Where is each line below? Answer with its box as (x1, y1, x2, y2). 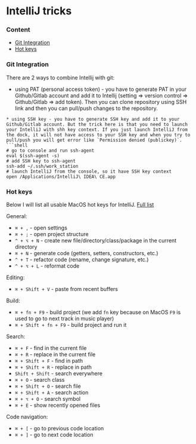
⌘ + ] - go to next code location (14, 431, 94, 439)
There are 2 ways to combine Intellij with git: (6, 74, 115, 81)
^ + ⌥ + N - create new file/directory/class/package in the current (14, 237, 177, 244)
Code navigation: (6, 414, 48, 421)
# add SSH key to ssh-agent (6, 158, 76, 164)
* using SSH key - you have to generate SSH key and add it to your (6, 116, 180, 122)
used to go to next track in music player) (14, 315, 114, 322)
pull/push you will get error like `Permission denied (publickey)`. (6, 137, 183, 143)
